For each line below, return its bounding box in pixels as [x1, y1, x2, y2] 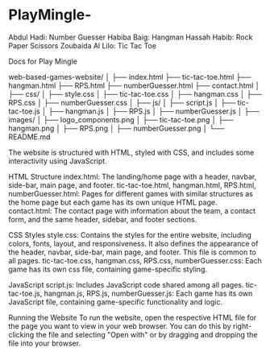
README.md [8, 131, 51, 142]
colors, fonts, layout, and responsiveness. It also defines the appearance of [8, 238, 259, 248]
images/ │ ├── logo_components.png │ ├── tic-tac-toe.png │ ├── [8, 114, 234, 124]
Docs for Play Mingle [8, 56, 78, 66]
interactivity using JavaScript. [8, 155, 107, 166]
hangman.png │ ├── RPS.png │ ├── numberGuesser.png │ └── [8, 123, 225, 133]
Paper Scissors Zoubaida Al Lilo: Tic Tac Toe [8, 40, 157, 50]
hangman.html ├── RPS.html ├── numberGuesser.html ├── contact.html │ [8, 81, 260, 90]
